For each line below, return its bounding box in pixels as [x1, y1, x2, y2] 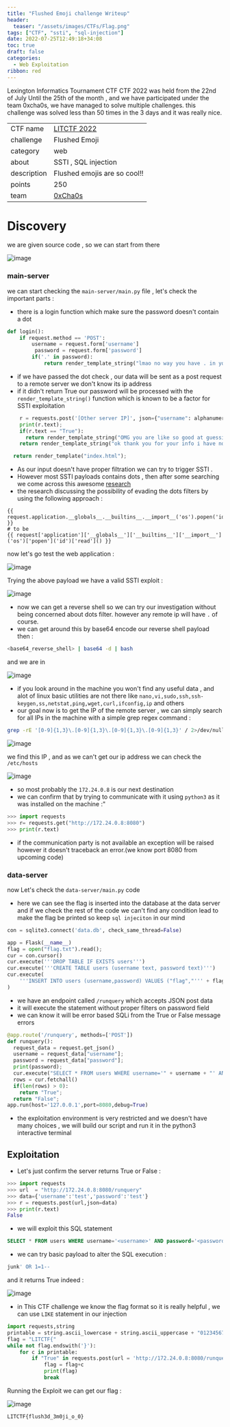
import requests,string [7, 1323, 75, 1330]
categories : [7, 55, 41, 62]
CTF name [10, 124, 44, 133]
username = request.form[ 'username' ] [31, 341, 139, 347]
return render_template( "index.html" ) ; [13, 453, 127, 460]
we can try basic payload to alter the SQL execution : [16, 1251, 166, 1259]
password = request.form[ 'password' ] [34, 347, 142, 354]
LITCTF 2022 [53, 124, 97, 133]
